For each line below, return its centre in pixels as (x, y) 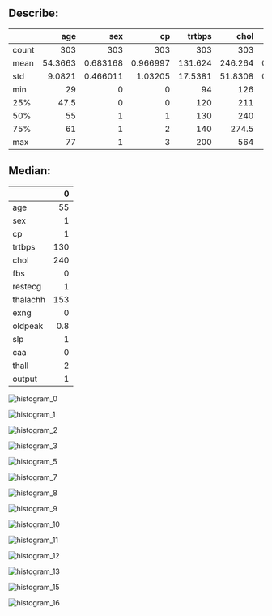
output (25, 379)
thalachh (29, 299)
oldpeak (28, 326)
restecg (27, 286)
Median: (30, 171)
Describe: (34, 13)
